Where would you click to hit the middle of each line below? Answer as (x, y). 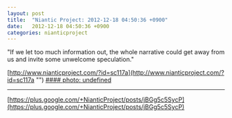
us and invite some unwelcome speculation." (71, 60)
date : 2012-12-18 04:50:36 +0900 (58, 26)
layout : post (26, 13)
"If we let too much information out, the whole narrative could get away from (116, 52)
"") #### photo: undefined (74, 80)
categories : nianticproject (48, 33)
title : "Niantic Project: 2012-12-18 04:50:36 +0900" (88, 20)
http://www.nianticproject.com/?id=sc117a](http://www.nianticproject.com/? (117, 73)
